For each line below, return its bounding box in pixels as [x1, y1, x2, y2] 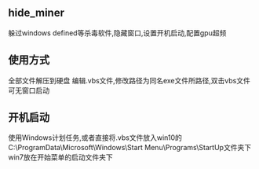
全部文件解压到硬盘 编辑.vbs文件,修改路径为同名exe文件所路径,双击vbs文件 [8, 75, 251, 85]
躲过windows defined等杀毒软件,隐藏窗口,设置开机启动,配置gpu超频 [8, 28, 227, 38]
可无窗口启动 [8, 86, 49, 95]
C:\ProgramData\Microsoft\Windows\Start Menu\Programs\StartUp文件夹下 [8, 143, 252, 152]
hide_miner [8, 6, 65, 20]
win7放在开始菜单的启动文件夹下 [8, 152, 114, 162]
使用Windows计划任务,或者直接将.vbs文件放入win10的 [8, 133, 183, 142]
